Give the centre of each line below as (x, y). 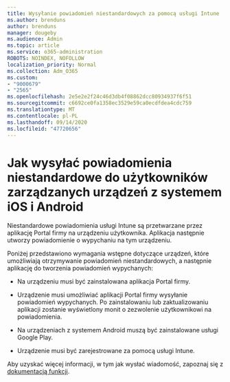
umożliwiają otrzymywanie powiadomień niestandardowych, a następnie (110, 261)
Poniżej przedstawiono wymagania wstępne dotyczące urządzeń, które (108, 254)
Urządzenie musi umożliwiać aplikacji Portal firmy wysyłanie (102, 295)
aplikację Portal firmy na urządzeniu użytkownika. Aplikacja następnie (106, 233)
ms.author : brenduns (37, 20)
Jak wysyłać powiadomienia (90, 163)
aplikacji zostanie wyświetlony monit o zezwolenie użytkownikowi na (114, 310)
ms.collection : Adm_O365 (43, 71)
